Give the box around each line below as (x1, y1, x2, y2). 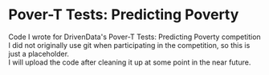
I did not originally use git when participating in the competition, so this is (8, 40, 251, 49)
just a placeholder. (8, 49, 70, 58)
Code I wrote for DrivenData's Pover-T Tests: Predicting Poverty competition (8, 32, 261, 41)
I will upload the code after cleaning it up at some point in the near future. (8, 57, 251, 67)
